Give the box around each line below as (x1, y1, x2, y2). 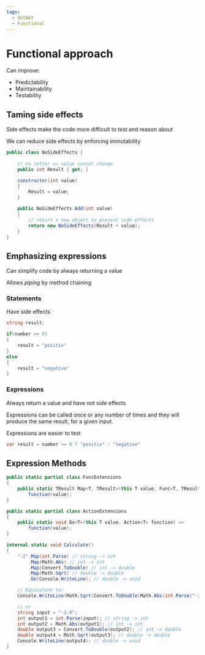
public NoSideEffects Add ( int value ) (17, 205, 113, 212)
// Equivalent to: (17, 587, 64, 593)
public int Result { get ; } (17, 166, 88, 172)
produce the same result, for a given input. (6, 417, 113, 425)
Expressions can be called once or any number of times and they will (6, 411, 180, 418)
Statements (6, 294, 41, 303)
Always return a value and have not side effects (6, 399, 126, 407)
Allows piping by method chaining (6, 279, 92, 286)
